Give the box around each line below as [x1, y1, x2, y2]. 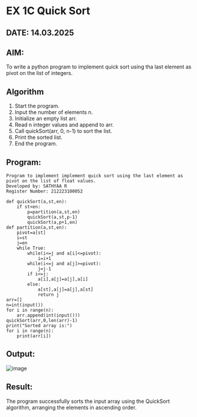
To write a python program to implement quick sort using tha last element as [6, 63, 192, 70]
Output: [6, 349, 35, 359]
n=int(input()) [6, 302, 44, 308]
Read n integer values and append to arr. [14, 121, 114, 128]
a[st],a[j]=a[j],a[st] [37, 286, 94, 293]
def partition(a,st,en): [6, 224, 67, 231]
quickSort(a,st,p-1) [27, 214, 78, 220]
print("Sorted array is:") [6, 323, 73, 329]
